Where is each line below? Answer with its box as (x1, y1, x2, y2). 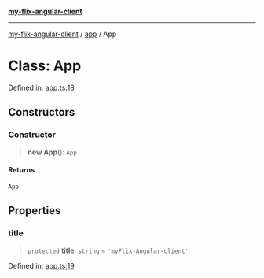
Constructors (8, 106, 75, 119)
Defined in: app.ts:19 (8, 261, 75, 270)
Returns (8, 165, 35, 175)
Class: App (8, 57, 82, 75)
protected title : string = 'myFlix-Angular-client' (27, 246, 189, 255)
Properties (8, 204, 61, 217)
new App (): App (27, 147, 77, 157)
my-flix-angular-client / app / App (8, 29, 117, 39)
